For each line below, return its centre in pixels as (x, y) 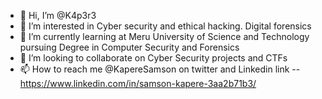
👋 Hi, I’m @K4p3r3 (58, 15)
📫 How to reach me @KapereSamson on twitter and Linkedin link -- (160, 69)
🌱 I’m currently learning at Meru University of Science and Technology (164, 36)
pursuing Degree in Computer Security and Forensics (129, 47)
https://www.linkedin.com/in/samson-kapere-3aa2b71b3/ (138, 83)
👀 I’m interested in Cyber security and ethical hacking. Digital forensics (165, 26)
